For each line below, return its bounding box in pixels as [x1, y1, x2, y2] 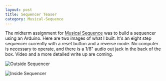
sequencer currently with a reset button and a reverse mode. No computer [5, 41, 158, 47]
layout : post [5, 7, 32, 12]
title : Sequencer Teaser [5, 12, 57, 17]
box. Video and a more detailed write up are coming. [5, 51, 113, 57]
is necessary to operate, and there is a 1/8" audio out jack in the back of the [5, 46, 161, 52]
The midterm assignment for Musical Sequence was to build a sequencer [5, 30, 156, 36]
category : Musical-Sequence [5, 16, 64, 21]
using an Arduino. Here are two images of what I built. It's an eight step [5, 35, 151, 41]
